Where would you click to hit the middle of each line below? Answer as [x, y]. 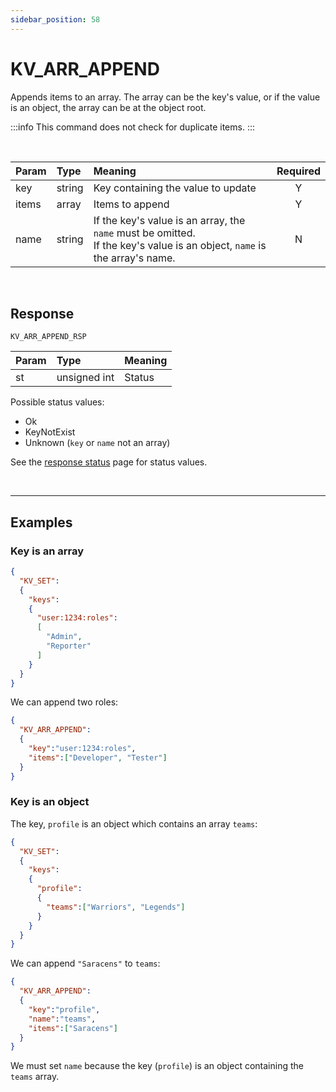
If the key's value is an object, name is [180, 245]
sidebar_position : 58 [55, 19]
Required [298, 171]
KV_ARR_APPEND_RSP [48, 337]
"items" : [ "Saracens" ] [73, 1028]
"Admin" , [64, 637]
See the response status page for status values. [109, 462]
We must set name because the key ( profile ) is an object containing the [157, 1066]
